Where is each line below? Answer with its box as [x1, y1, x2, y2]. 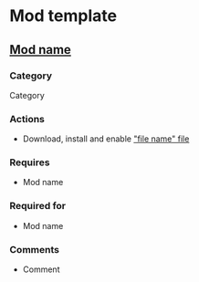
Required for [9, 200, 67, 213]
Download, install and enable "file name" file [22, 133, 190, 144]
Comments [9, 243, 59, 256]
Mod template [9, 5, 117, 26]
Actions [9, 112, 46, 125]
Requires [9, 156, 50, 169]
